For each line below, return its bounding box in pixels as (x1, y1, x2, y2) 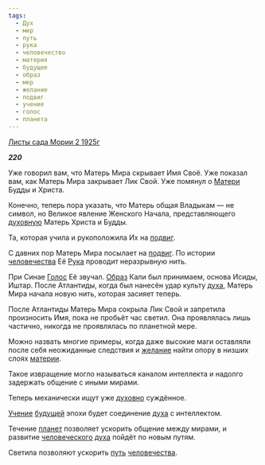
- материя (15, 57, 48, 64)
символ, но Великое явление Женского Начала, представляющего (8, 209, 236, 218)
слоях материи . (8, 354, 62, 363)
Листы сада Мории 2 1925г (8, 137, 100, 147)
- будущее (15, 64, 48, 72)
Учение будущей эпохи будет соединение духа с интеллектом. (8, 408, 223, 418)
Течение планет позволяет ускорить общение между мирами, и (8, 424, 227, 433)
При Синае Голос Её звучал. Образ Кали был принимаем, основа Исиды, (8, 272, 259, 281)
